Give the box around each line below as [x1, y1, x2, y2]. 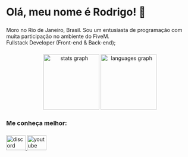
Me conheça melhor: [6, 118, 67, 127]
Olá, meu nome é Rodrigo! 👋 [6, 5, 146, 19]
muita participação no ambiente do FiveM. [6, 33, 110, 40]
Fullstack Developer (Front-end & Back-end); [6, 39, 116, 46]
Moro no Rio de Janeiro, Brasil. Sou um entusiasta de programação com [6, 27, 183, 34]
